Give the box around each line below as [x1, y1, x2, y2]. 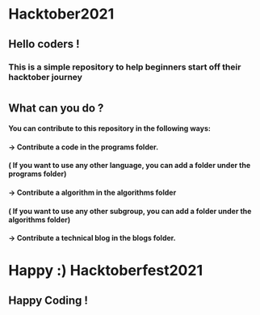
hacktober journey [8, 71, 83, 82]
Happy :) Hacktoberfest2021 [8, 262, 203, 279]
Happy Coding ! [8, 293, 89, 307]
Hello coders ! [8, 37, 80, 51]
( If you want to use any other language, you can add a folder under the [8, 161, 251, 170]
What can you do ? [8, 101, 104, 115]
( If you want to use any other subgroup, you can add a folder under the [8, 206, 252, 216]
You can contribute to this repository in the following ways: [8, 124, 212, 133]
